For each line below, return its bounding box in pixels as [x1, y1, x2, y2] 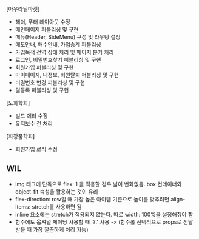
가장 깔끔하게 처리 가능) [33, 226, 89, 233]
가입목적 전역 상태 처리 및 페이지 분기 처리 [15, 49, 114, 56]
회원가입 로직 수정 [15, 146, 58, 153]
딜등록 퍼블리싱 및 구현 [15, 87, 69, 93]
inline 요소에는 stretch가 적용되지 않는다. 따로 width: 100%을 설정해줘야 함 [15, 210, 194, 218]
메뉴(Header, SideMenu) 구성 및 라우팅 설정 [15, 33, 121, 41]
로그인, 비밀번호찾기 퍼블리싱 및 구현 [15, 56, 101, 63]
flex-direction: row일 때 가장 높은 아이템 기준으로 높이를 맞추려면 [15, 195, 170, 203]
